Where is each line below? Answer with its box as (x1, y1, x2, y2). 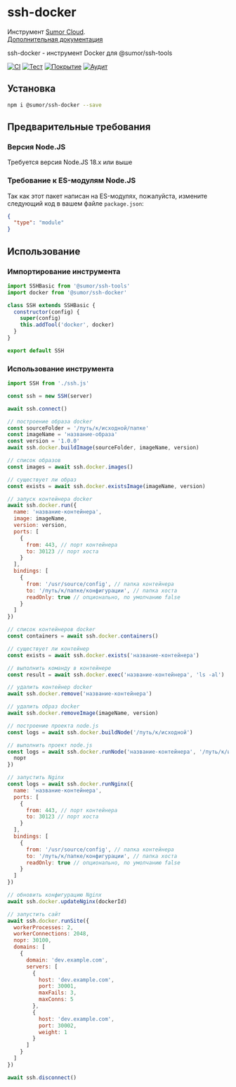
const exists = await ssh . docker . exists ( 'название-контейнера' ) (7, 652, 199, 659)
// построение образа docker (7, 418, 93, 425)
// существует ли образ (7, 476, 77, 483)
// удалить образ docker (7, 703, 80, 710)
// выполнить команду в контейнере (7, 664, 112, 671)
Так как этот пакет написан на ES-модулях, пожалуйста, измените (7, 192, 208, 200)
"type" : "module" (13, 219, 65, 226)
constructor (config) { (13, 308, 80, 316)
